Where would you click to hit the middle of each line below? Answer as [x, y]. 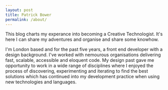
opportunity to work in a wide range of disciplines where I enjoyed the [79, 66]
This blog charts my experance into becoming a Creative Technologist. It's [84, 34]
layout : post [19, 10]
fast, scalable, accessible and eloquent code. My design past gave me [80, 60]
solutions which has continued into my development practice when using [82, 77]
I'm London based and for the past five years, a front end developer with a [84, 50]
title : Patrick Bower [29, 15]
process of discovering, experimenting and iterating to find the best [77, 71]
